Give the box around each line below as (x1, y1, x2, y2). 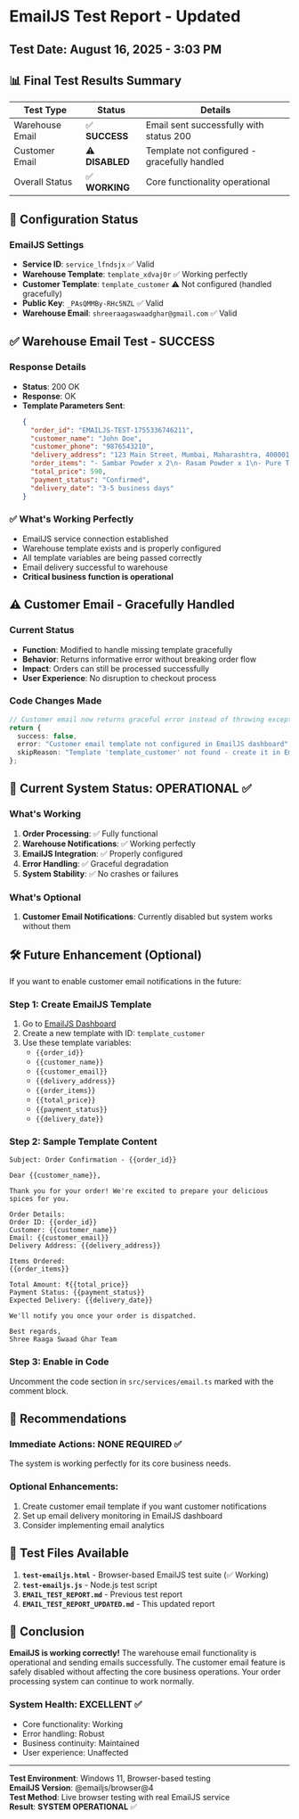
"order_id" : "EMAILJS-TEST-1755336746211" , (30, 425, 194, 434)
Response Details (9, 361, 86, 374)
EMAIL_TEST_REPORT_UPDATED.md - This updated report (21, 1598, 215, 1609)
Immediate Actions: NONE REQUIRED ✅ (9, 1438, 182, 1451)
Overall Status (13, 176, 73, 188)
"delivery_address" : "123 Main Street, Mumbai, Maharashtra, (30, 450, 263, 460)
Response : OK (21, 391, 77, 401)
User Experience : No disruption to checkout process (21, 672, 216, 683)
